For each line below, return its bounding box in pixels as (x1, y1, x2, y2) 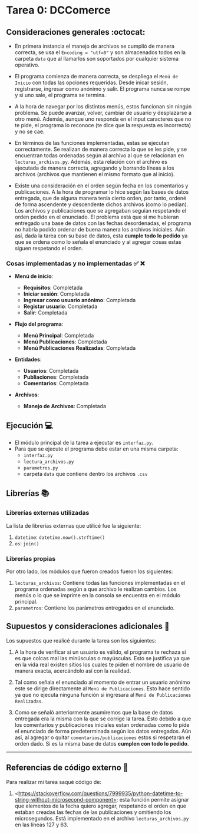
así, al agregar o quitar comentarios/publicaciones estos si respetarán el (14, 734, 190, 741)
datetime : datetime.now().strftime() (14, 534, 105, 541)
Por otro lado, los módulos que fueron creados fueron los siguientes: (6, 568, 173, 575)
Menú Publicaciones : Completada (23, 338, 107, 345)
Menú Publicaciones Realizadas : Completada (23, 345, 136, 352)
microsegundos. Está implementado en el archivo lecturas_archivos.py (14, 815, 189, 822)
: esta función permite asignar (116, 796, 190, 803)
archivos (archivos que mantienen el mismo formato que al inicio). (14, 171, 175, 177)
